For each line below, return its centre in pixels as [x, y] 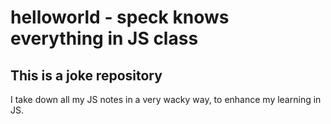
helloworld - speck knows [120, 17]
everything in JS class [104, 38]
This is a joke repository [86, 75]
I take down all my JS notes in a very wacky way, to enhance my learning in [166, 99]
